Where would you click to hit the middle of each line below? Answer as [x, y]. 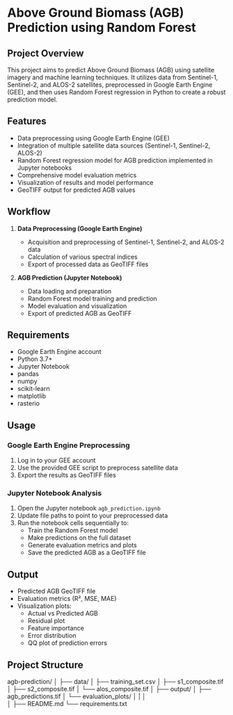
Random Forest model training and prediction [93, 298]
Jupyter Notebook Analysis [55, 493]
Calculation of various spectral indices [82, 257]
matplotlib [32, 396]
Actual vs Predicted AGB [63, 613]
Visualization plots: [44, 606]
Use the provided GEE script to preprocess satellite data [98, 468]
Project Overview [46, 53]
